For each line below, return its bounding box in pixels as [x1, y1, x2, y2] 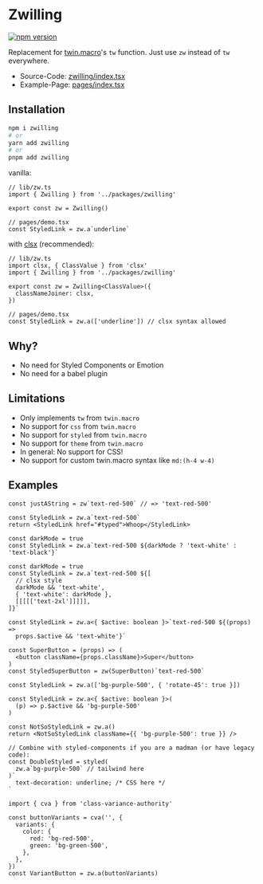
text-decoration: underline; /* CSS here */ [15, 779, 166, 787]
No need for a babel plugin [19, 368, 108, 378]
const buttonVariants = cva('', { [8, 813, 124, 822]
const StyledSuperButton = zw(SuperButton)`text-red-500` [8, 667, 205, 675]
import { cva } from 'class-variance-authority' [8, 800, 173, 807]
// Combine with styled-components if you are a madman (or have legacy [8, 744, 255, 752]
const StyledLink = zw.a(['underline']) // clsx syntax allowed [8, 317, 226, 326]
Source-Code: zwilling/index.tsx [19, 71, 126, 81]
